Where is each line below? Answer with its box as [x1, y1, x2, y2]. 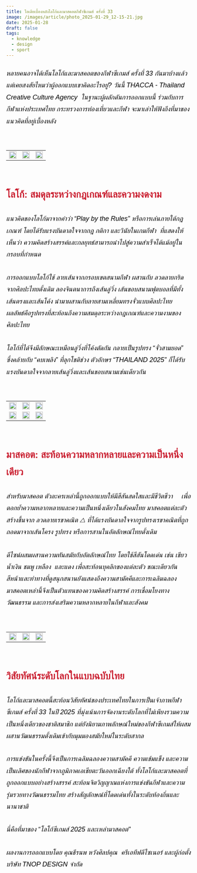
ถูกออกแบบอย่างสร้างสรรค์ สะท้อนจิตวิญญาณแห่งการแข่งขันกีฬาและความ [6, 779, 185, 787]
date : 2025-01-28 [6, 19, 49, 25]
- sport [11, 47, 30, 53]
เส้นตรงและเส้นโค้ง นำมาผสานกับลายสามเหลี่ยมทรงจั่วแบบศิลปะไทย [6, 297, 172, 305]
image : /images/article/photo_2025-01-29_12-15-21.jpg [6, 14, 143, 20]
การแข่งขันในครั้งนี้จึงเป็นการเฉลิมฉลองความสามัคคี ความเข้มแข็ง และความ [6, 755, 188, 763]
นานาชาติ [6, 802, 29, 811]
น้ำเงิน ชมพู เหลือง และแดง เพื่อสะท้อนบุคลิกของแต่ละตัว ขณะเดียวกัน [6, 562, 178, 571]
